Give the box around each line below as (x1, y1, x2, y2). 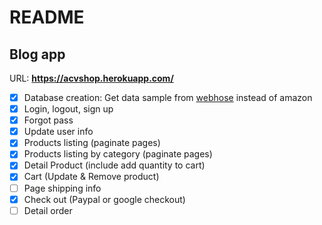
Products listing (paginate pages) (23, 137, 161, 149)
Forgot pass (23, 114, 74, 126)
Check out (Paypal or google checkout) (23, 193, 186, 205)
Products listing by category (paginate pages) (23, 148, 213, 160)
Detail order (23, 204, 73, 216)
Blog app (9, 46, 66, 63)
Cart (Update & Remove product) (23, 171, 160, 183)
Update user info (23, 126, 94, 138)
